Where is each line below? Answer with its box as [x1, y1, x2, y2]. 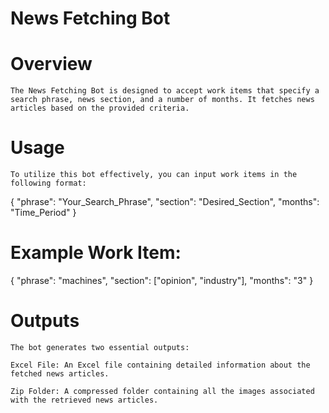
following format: [10, 178, 87, 189]
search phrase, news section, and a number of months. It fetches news [10, 95, 315, 105]
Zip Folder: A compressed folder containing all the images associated [10, 386, 315, 396]
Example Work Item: [10, 242, 182, 264]
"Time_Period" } [10, 207, 77, 219]
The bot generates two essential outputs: [10, 342, 190, 352]
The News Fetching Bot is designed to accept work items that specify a [10, 86, 320, 96]
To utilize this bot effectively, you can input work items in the [10, 170, 298, 180]
